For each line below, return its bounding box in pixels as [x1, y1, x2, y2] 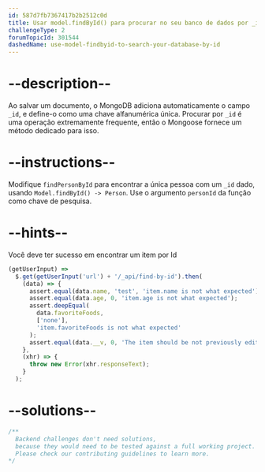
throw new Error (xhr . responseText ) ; [28, 360, 150, 369]
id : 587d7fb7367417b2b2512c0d [8, 11, 108, 20]
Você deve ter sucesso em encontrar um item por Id [8, 250, 177, 259]
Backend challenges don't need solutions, [15, 435, 157, 443]
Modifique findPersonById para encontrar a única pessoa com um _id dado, [8, 180, 255, 189]
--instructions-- [8, 154, 116, 172]
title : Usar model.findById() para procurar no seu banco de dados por [8, 19, 248, 27]
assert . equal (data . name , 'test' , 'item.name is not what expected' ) [28, 287, 259, 295]
